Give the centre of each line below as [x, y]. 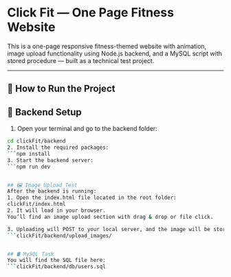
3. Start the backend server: [51, 160]
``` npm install [29, 154]
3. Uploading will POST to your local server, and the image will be [109, 229]
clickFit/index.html [37, 204]
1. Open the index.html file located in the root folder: [92, 198]
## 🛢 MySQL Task [31, 254]
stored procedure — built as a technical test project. [81, 60]
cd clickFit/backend [37, 141]
